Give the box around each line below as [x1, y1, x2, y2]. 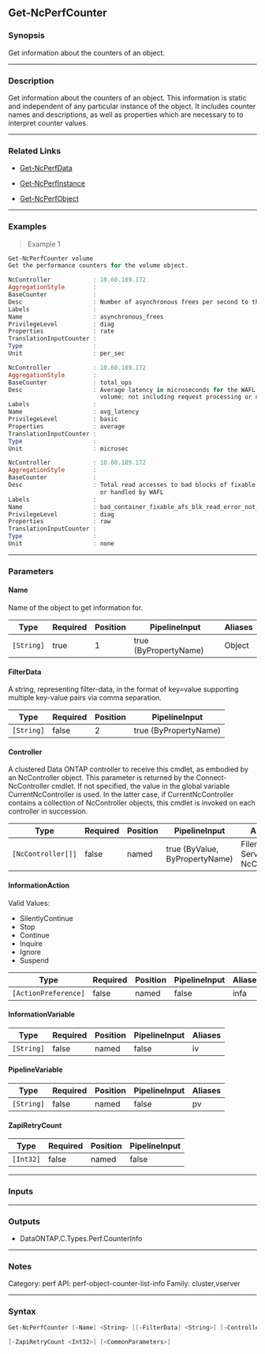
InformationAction [8, 881, 70, 890]
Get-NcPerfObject [19, 194, 79, 204]
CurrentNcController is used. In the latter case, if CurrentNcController [8, 790, 234, 799]
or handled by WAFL [99, 488, 164, 496]
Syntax [8, 1306, 36, 1317]
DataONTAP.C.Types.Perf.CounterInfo [19, 1233, 143, 1243]
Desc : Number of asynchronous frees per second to [8, 298, 248, 306]
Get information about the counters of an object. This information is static [8, 92, 247, 102]
